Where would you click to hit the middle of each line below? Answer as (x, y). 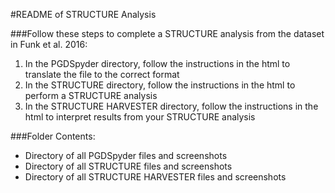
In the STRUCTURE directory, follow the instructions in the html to (160, 85)
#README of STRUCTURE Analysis (83, 14)
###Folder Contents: (53, 136)
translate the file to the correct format (102, 74)
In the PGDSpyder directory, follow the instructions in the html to (157, 63)
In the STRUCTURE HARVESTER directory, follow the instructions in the (171, 106)
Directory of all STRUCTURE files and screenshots (128, 166)
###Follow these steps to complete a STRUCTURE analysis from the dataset (167, 33)
